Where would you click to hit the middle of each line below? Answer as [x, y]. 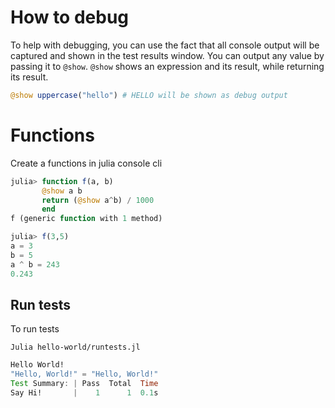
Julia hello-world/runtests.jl [75, 347]
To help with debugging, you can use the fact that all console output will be [165, 45]
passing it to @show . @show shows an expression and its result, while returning [167, 66]
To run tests [35, 329]
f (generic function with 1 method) [86, 219]
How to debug [70, 17]
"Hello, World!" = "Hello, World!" [84, 374]
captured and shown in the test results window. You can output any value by [167, 55]
